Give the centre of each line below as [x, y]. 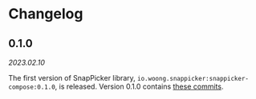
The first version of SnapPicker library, [72, 78]
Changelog [46, 14]
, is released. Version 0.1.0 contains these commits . [139, 86]
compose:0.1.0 [32, 87]
